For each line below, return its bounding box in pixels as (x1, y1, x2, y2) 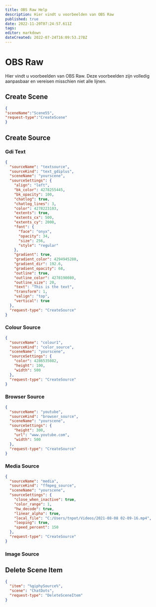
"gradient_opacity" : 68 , (14, 266, 65, 271)
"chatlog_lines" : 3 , (14, 201, 56, 206)
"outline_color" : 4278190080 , (14, 275, 77, 280)
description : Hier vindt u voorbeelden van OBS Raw (5, 12, 114, 17)
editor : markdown (5, 30, 41, 35)
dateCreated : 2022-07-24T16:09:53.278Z (5, 35, 88, 40)
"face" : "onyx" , (18, 229, 52, 234)
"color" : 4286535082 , (14, 359, 58, 364)
